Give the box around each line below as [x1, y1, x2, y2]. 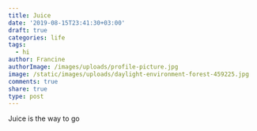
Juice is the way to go [8, 114, 81, 123]
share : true [8, 84, 47, 93]
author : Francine [8, 56, 66, 64]
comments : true [8, 77, 59, 85]
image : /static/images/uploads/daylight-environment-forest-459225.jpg [8, 70, 249, 78]
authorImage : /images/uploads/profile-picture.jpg [8, 63, 179, 71]
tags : [8, 41, 26, 49]
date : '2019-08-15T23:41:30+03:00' [8, 19, 126, 27]
